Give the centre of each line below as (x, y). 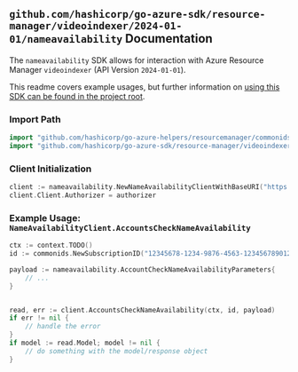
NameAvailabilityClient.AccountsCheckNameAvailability (130, 228)
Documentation (169, 39)
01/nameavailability (66, 40)
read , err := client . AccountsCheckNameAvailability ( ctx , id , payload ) (142, 310)
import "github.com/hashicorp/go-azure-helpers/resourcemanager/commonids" (152, 138)
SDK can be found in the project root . (77, 96)
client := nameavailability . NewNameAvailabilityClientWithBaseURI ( (137, 187)
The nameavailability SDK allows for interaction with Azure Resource (137, 60)
